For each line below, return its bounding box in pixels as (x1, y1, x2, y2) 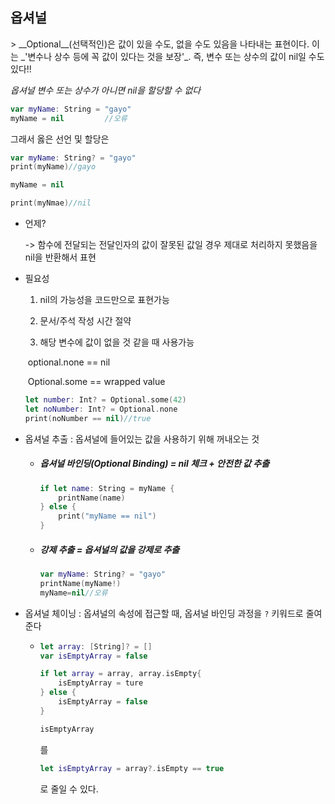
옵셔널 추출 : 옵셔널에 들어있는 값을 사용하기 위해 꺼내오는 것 (24, 433, 260, 445)
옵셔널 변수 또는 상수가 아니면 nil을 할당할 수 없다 (10, 84, 202, 96)
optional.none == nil (27, 356, 111, 368)
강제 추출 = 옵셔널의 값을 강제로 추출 (39, 543, 180, 555)
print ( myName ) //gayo (10, 162, 97, 172)
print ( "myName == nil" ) (58, 511, 157, 522)
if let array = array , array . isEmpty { (39, 669, 202, 679)
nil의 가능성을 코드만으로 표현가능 (39, 294, 170, 306)
